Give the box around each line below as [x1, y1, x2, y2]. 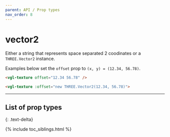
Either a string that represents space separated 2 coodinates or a [5, 50, 141, 56]
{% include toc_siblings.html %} [5, 126, 72, 132]
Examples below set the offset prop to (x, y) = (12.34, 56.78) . [5, 65, 141, 72]
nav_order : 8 [5, 12, 33, 17]
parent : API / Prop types [5, 7, 60, 13]
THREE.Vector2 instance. [5, 56, 56, 62]
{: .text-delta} [5, 116, 33, 122]
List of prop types [5, 103, 62, 111]
